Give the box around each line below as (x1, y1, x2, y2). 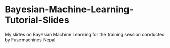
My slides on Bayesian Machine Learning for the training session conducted (5, 31, 165, 37)
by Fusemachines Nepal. (5, 37, 57, 43)
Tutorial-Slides (5, 14, 70, 26)
